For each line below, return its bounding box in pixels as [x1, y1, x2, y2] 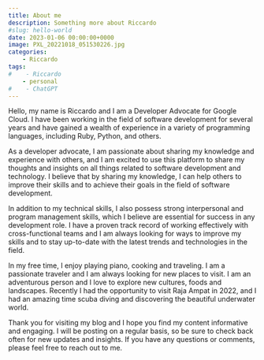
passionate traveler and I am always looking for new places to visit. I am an [8, 269, 251, 279]
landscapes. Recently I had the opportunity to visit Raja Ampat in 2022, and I [8, 286, 257, 295]
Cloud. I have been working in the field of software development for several [8, 115, 254, 124]
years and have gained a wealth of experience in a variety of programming [8, 123, 251, 132]
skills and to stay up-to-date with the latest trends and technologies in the [8, 237, 248, 247]
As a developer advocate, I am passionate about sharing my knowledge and [8, 147, 255, 156]
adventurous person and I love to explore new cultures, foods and [8, 277, 222, 288]
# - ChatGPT [8, 84, 58, 93]
